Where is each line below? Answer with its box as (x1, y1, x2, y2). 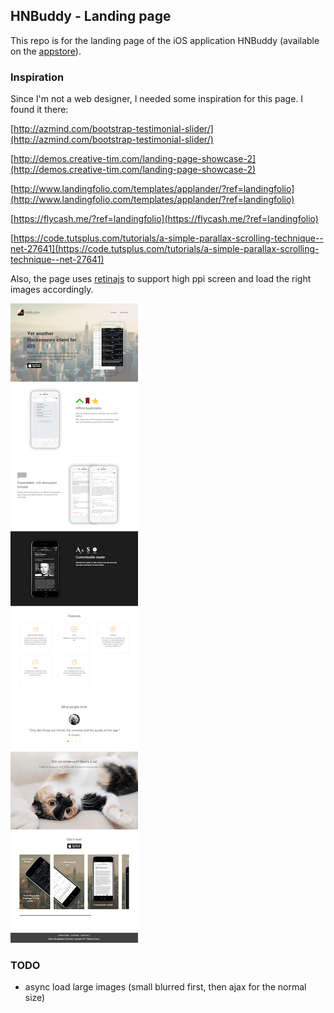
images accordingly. (10, 284, 94, 296)
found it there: (10, 104, 69, 116)
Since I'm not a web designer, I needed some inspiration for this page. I (10, 93, 304, 105)
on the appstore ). (10, 45, 82, 57)
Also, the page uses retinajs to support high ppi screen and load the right (10, 273, 312, 285)
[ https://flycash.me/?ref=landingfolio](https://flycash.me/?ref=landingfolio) (10, 213, 319, 225)
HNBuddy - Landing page (10, 8, 172, 25)
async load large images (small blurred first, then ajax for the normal (24, 981, 307, 993)
